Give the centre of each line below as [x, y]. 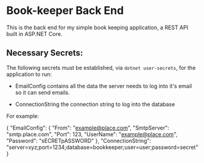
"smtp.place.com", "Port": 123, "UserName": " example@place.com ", [92, 134]
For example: [23, 116]
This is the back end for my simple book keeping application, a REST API [97, 27]
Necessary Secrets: [45, 53]
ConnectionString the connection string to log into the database [95, 104]
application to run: [29, 74]
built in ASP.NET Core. [34, 33]
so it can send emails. [42, 92]
